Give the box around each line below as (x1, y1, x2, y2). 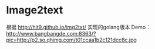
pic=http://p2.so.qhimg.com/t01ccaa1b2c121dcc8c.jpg (6, 36, 137, 43)
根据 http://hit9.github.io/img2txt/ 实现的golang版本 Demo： (6, 23, 151, 30)
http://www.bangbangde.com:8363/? (6, 30, 96, 37)
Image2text (6, 3, 63, 17)
